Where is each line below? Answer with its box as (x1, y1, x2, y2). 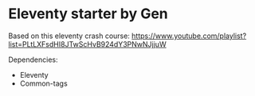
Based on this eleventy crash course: (8, 31, 130, 40)
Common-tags (19, 79, 68, 88)
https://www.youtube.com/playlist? (131, 31, 247, 40)
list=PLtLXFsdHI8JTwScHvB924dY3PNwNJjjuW (8, 39, 167, 48)
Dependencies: (8, 55, 58, 64)
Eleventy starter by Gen (8, 5, 169, 23)
